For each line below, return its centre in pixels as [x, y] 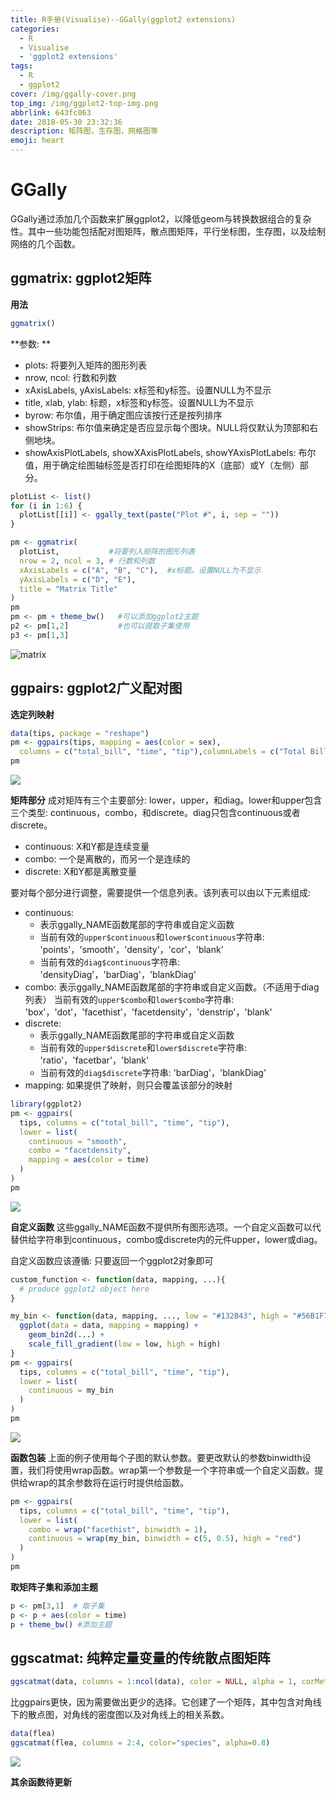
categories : [35, 29]
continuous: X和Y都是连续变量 [87, 847]
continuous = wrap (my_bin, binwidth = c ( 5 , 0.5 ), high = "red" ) [165, 1539]
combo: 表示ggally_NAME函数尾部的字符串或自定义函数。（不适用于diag [172, 987]
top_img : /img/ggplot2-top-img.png [84, 103]
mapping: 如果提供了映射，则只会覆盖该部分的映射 [128, 1085]
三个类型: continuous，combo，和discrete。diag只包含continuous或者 [155, 813]
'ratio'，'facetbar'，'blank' [94, 1060]
